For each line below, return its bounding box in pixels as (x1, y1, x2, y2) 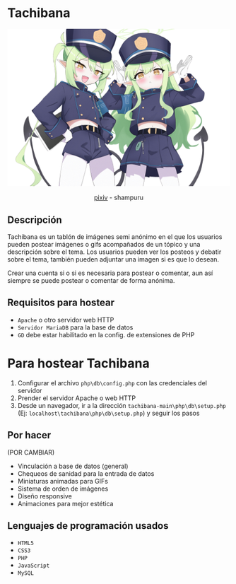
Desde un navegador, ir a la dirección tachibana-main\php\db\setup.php (17, 401, 226, 409)
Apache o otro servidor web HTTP (17, 315, 114, 324)
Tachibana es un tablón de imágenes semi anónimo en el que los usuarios (7, 233, 223, 241)
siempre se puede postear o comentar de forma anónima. (7, 276, 175, 285)
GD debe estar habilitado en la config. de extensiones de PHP (17, 330, 195, 339)
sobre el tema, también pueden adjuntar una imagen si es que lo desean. (7, 255, 220, 264)
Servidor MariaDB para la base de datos (17, 323, 134, 332)
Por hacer (7, 429, 52, 441)
